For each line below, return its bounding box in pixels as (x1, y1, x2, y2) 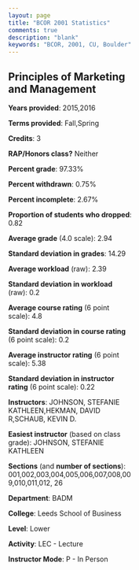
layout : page (8, 11, 51, 20)
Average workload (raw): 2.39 (8, 264, 108, 273)
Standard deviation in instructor (8, 373, 115, 383)
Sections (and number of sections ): (8, 461, 126, 471)
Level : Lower (8, 524, 50, 533)
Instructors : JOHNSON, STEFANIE (8, 397, 120, 406)
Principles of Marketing (8, 70, 126, 83)
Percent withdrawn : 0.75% (8, 179, 97, 189)
